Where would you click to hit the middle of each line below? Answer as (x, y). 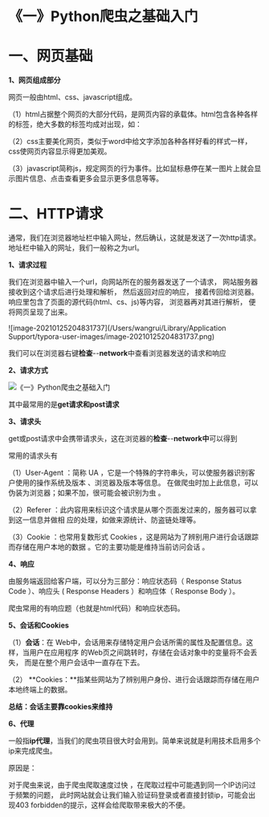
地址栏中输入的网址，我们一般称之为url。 (76, 248)
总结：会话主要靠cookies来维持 (61, 707)
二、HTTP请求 (56, 214)
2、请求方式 (28, 370)
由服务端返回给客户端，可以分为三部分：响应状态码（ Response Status (125, 581)
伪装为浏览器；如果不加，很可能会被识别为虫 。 (87, 493)
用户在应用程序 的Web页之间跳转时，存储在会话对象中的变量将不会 (140, 652)
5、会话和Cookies (39, 625)
